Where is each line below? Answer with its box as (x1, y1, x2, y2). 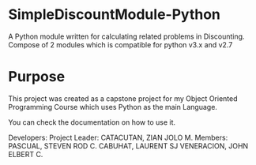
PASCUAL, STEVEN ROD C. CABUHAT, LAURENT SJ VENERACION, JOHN (8, 141, 249, 151)
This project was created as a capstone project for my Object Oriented (8, 93, 238, 103)
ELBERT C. (8, 149, 43, 159)
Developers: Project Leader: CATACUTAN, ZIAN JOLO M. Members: (8, 133, 228, 142)
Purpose (8, 68, 66, 86)
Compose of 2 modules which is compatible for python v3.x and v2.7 (8, 39, 233, 49)
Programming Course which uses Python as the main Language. (8, 102, 217, 111)
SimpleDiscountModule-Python (8, 6, 221, 24)
